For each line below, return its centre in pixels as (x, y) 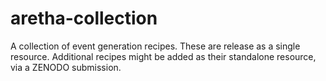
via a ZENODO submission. (66, 67)
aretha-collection (84, 18)
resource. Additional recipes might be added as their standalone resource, (163, 56)
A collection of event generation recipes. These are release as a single (155, 46)
